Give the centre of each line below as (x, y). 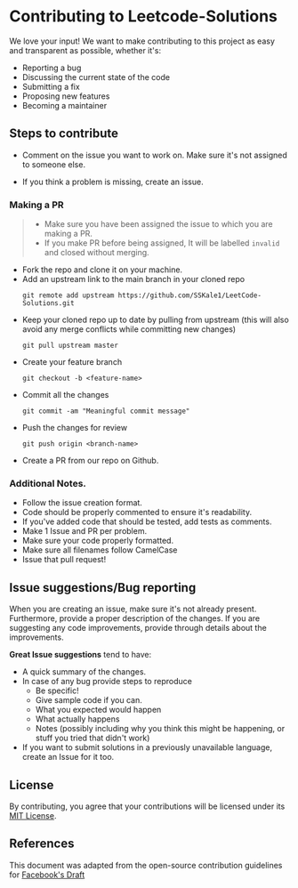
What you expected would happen (98, 710)
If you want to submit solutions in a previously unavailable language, (147, 747)
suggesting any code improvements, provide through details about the (138, 628)
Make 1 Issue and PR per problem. (85, 531)
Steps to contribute (64, 134)
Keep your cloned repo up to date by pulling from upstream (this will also (155, 320)
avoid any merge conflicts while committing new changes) (129, 329)
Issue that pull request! (64, 560)
